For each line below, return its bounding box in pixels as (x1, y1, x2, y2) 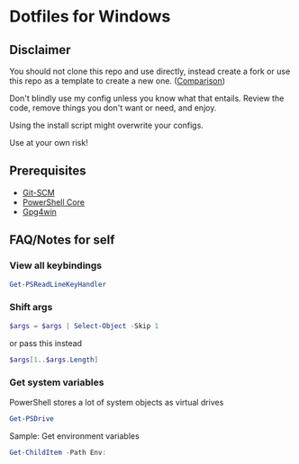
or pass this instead (9, 337, 83, 348)
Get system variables (9, 376, 104, 388)
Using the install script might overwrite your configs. (9, 120, 204, 130)
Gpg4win (22, 206, 57, 217)
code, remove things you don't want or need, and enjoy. (9, 103, 217, 113)
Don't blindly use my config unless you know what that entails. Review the (9, 93, 285, 103)
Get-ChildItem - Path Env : (9, 448, 106, 457)
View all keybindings (9, 259, 103, 272)
